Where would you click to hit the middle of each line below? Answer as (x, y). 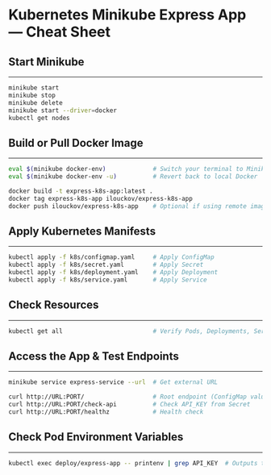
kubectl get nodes (39, 118)
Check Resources (54, 305)
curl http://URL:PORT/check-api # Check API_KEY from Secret (129, 405)
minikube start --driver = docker (63, 110)
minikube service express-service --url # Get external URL (113, 382)
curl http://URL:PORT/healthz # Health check (106, 412)
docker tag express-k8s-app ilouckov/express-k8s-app (101, 198)
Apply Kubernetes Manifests (82, 231)
